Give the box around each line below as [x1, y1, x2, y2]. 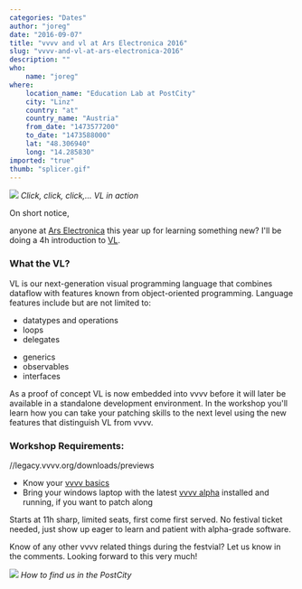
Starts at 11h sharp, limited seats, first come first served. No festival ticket [9, 514, 283, 525]
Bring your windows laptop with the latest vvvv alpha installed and [22, 487, 269, 498]
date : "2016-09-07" [9, 30, 83, 39]
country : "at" [25, 106, 79, 115]
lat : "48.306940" [25, 139, 91, 148]
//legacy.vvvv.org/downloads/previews [9, 460, 155, 471]
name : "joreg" [25, 72, 79, 81]
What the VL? [9, 257, 71, 270]
